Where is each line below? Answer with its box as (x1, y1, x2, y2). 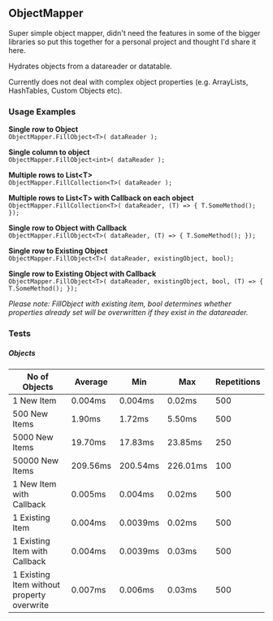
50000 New (12, 455, 59, 466)
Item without (12, 579, 61, 590)
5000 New (12, 431, 54, 443)
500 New (12, 409, 49, 419)
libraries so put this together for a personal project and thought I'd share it (8, 37, 257, 46)
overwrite (12, 600, 49, 610)
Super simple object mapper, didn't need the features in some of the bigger (8, 28, 261, 37)
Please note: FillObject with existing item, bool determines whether (8, 299, 232, 308)
